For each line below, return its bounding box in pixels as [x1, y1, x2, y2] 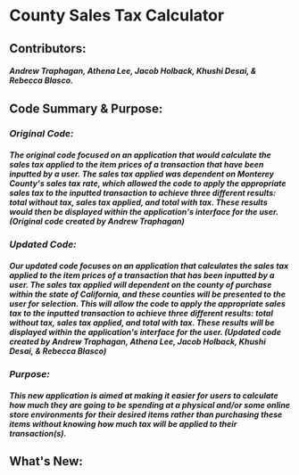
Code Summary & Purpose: [9, 101, 163, 116]
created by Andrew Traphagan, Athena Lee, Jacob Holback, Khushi [9, 336, 266, 348]
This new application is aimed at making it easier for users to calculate [9, 390, 278, 401]
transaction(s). [9, 429, 67, 439]
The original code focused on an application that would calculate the [9, 150, 272, 160]
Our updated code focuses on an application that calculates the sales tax [9, 260, 289, 272]
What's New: [9, 454, 83, 469]
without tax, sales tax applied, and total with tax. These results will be [9, 317, 275, 328]
